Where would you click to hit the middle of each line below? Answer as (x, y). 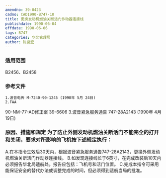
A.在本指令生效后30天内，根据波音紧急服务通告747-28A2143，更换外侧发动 (83, 152)
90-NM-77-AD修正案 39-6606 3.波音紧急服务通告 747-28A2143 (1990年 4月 (83, 112)
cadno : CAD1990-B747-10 (30, 14)
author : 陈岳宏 (20, 42)
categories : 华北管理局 (28, 38)
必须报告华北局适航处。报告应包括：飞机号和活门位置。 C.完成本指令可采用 (82, 164)
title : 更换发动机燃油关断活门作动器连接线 (44, 19)
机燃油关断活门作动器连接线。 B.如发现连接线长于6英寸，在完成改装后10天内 (83, 158)
